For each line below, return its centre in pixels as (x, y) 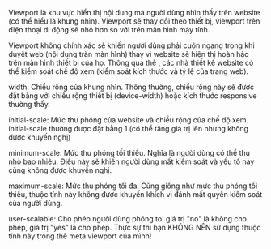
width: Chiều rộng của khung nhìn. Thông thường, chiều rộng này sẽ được (131, 87)
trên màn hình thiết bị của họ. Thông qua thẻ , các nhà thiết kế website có (131, 62)
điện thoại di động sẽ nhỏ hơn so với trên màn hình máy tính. (109, 30)
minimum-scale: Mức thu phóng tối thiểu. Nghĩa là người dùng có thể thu (129, 153)
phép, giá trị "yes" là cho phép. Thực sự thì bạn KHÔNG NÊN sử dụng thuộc (135, 228)
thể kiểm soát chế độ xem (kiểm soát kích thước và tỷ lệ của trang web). (129, 71)
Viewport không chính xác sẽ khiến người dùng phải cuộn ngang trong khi (131, 45)
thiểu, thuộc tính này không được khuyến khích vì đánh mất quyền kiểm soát (135, 194)
